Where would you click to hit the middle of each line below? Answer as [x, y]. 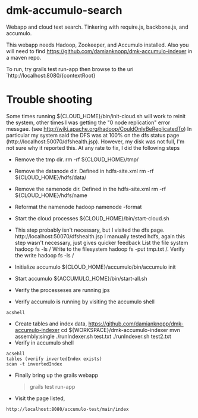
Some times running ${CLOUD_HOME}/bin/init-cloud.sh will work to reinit [96, 116]
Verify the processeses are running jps [62, 290]
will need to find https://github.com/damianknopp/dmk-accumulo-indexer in [99, 51]
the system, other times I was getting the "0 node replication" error [88, 122]
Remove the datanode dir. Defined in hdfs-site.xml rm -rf [84, 171]
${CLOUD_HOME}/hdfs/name [51, 195]
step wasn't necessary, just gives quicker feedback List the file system [101, 242]
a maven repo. [24, 57]
